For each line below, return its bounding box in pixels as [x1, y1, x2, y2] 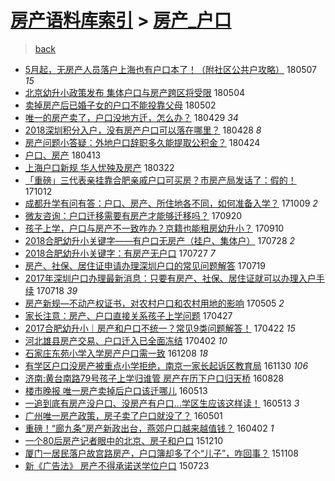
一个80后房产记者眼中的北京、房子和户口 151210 [24, 434, 223, 446]
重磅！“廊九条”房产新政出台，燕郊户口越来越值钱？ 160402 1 [24, 422, 275, 434]
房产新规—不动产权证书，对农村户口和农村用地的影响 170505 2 [24, 297, 285, 309]
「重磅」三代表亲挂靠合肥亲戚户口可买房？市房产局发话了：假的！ [24, 174, 297, 186]
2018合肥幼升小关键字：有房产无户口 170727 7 [24, 247, 216, 259]
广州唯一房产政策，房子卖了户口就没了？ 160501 [24, 409, 223, 421]
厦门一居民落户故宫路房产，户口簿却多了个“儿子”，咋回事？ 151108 [24, 447, 299, 459]
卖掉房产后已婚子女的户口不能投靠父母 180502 [24, 99, 217, 111]
